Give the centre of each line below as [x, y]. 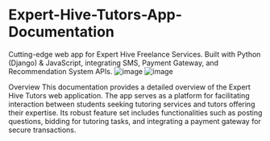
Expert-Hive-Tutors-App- [96, 15]
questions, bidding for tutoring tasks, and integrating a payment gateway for [135, 121]
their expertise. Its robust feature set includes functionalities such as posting [135, 112]
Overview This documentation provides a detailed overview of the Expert [130, 87]
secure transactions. [42, 130]
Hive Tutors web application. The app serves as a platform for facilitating [129, 95]
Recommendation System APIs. [60, 71]
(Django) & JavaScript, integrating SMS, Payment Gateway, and [114, 63]
